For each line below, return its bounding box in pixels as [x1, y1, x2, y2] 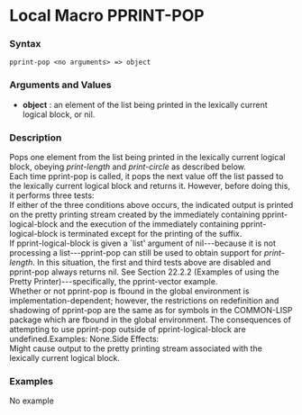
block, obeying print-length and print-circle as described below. [9, 161, 246, 172]
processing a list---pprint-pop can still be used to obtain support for [9, 248, 262, 258]
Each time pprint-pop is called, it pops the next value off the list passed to [9, 171, 284, 182]
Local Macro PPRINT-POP [9, 5, 205, 26]
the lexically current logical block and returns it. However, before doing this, [9, 181, 291, 192]
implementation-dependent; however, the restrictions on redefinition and [9, 295, 279, 306]
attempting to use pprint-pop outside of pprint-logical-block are [9, 324, 246, 335]
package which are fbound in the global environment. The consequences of [9, 314, 291, 325]
